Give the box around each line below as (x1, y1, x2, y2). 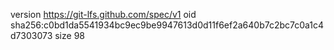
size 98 (54, 30, 85, 41)
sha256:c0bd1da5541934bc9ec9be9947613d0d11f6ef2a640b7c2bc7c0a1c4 (10, 19, 325, 31)
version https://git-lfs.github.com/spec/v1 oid (10, 9, 197, 20)
